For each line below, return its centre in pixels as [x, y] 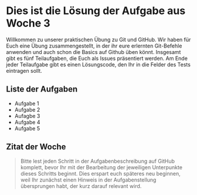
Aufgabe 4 [27, 122]
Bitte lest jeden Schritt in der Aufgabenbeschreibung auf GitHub [97, 161]
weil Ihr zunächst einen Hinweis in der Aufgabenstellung [88, 180]
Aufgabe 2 [27, 109]
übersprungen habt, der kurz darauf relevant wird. [81, 186]
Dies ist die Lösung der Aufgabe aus [96, 11]
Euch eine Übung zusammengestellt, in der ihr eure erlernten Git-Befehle [94, 46]
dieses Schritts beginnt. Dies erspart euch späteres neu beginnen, [100, 173]
